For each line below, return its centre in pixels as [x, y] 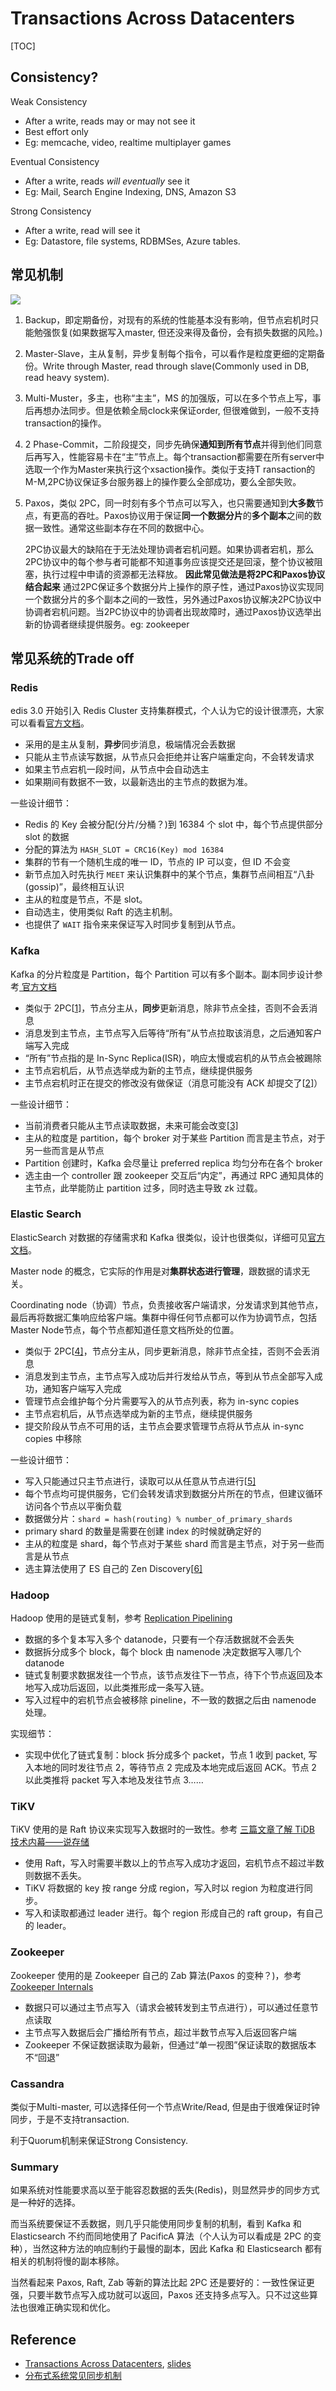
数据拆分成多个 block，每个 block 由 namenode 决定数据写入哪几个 [163, 1652]
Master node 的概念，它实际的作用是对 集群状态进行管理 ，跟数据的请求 [156, 1271]
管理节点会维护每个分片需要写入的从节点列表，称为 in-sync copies [162, 1401]
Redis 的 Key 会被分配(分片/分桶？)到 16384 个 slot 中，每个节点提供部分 [174, 824]
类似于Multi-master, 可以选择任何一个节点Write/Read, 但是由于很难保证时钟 [165, 2107]
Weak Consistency [49, 101]
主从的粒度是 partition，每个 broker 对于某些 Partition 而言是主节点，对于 [175, 1138]
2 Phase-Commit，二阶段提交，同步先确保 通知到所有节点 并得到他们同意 [173, 444]
